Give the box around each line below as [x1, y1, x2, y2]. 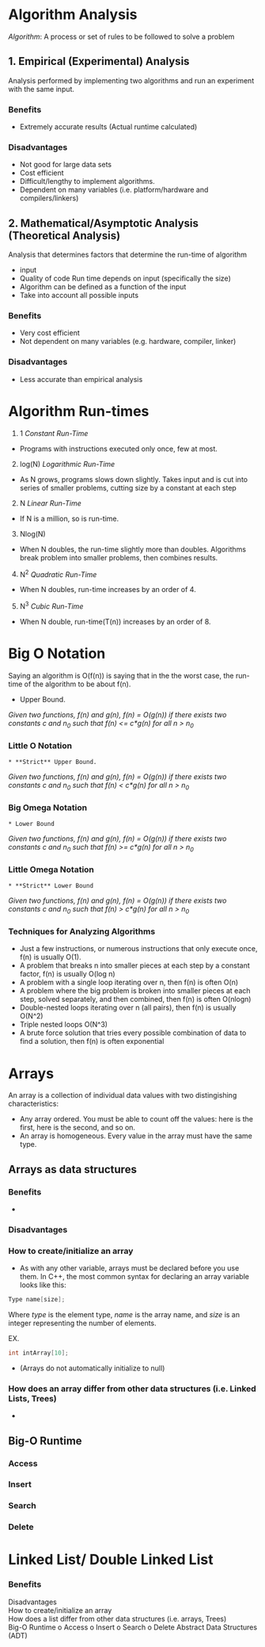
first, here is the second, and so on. [19, 1123, 136, 1133]
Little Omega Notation [8, 864, 95, 875]
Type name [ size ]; [8, 1296, 66, 1304]
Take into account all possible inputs [19, 291, 139, 300]
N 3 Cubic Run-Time [19, 600, 84, 611]
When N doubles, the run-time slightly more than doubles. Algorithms [19, 545, 247, 554]
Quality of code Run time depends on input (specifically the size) [19, 273, 231, 283]
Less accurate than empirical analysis [19, 374, 143, 384]
